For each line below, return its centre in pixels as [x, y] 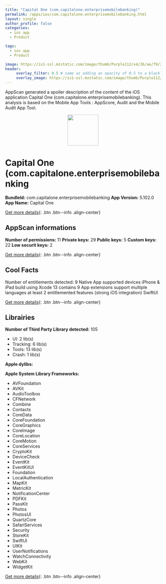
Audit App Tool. [21, 108]
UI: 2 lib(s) [23, 339]
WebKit [20, 562]
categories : [17, 28]
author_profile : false [28, 23]
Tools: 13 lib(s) [27, 350]
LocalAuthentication [33, 478]
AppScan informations [41, 228]
